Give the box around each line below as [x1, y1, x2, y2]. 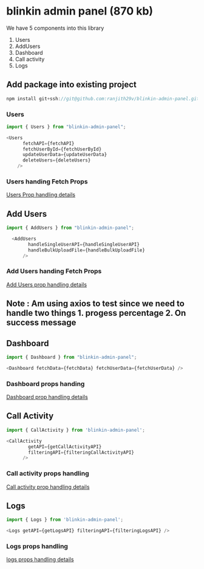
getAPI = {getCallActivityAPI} [28, 443, 102, 450]
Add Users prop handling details [6, 281, 87, 288]
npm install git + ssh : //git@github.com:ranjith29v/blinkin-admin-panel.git [6, 95, 200, 101]
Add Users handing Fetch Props [6, 267, 102, 276]
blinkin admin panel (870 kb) [6, 4, 154, 18]
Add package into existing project [6, 80, 137, 90]
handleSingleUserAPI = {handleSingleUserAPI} [28, 241, 140, 247]
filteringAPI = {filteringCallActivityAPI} [28, 449, 135, 455]
